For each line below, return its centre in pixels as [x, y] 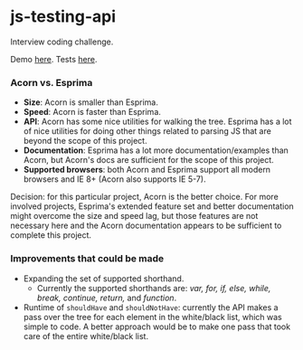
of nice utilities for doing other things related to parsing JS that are [147, 131]
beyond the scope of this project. [85, 141]
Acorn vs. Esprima [52, 82]
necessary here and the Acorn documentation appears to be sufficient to [146, 226]
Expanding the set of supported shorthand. [104, 279]
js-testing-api [63, 17]
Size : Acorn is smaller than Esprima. [91, 102]
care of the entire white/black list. [85, 336]
